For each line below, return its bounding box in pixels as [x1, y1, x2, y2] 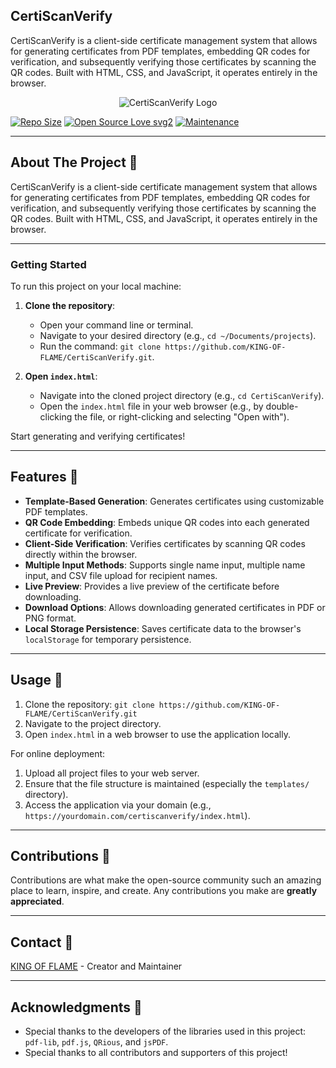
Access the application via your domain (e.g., [24, 799, 212, 811]
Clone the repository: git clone [24, 698, 155, 710]
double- [265, 400, 299, 412]
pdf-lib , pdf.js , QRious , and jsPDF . [24, 1035, 169, 1048]
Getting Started [10, 257, 87, 271]
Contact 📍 [10, 934, 74, 951]
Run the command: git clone [39, 340, 162, 352]
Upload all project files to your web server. [24, 767, 200, 779]
